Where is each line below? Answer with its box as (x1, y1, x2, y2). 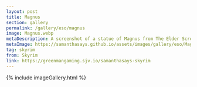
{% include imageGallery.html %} (6, 74, 87, 81)
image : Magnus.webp (6, 31, 54, 36)
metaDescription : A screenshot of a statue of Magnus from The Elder (6, 36, 180, 42)
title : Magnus (6, 14, 41, 20)
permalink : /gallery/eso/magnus (6, 25, 85, 31)
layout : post (6, 8, 38, 15)
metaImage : (6, 42, 33, 48)
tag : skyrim (6, 47, 35, 53)
